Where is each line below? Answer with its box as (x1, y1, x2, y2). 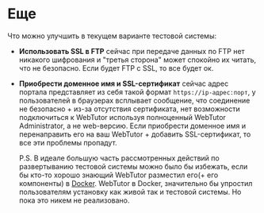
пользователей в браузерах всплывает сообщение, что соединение (18, 95, 251, 105)
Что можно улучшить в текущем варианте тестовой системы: (7, 31, 217, 41)
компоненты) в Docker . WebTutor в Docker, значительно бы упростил (18, 178, 253, 188)
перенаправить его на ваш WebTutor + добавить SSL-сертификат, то (18, 129, 251, 139)
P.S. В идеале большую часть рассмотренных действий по (18, 153, 220, 163)
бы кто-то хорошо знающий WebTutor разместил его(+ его (18, 170, 219, 180)
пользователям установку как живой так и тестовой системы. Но (18, 187, 242, 196)
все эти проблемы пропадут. (18, 137, 117, 147)
